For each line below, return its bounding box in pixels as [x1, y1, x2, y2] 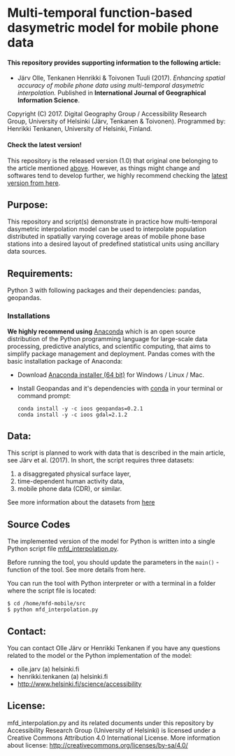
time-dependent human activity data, [17, 477, 124, 486]
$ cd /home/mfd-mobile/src [7, 600, 86, 607]
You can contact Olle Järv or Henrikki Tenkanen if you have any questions [7, 643, 220, 652]
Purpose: [7, 198, 48, 211]
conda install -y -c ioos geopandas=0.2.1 [17, 405, 143, 412]
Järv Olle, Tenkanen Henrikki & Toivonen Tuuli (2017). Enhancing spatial [17, 74, 225, 82]
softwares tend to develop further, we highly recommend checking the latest [7, 171, 228, 179]
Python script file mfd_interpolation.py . [7, 544, 119, 553]
